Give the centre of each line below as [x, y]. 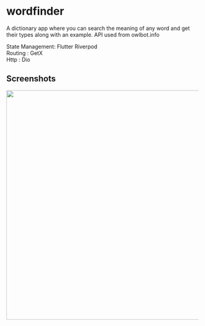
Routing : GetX [24, 53]
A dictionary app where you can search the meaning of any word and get [98, 28]
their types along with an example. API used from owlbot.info [83, 34]
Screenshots [31, 79]
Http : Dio [18, 59]
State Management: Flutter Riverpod [52, 46]
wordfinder [35, 11]
